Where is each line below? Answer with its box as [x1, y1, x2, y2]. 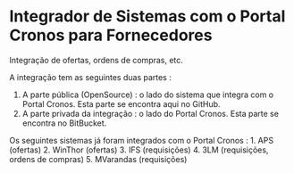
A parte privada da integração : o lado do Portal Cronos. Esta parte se [21, 108, 280, 119]
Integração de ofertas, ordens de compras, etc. [9, 54, 183, 65]
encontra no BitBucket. [21, 118, 107, 128]
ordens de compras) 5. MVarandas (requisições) [9, 153, 188, 164]
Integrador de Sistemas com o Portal [9, 6, 286, 27]
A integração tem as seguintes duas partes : [9, 71, 172, 82]
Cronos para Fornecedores [9, 25, 213, 45]
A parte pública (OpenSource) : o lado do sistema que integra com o [21, 89, 274, 100]
